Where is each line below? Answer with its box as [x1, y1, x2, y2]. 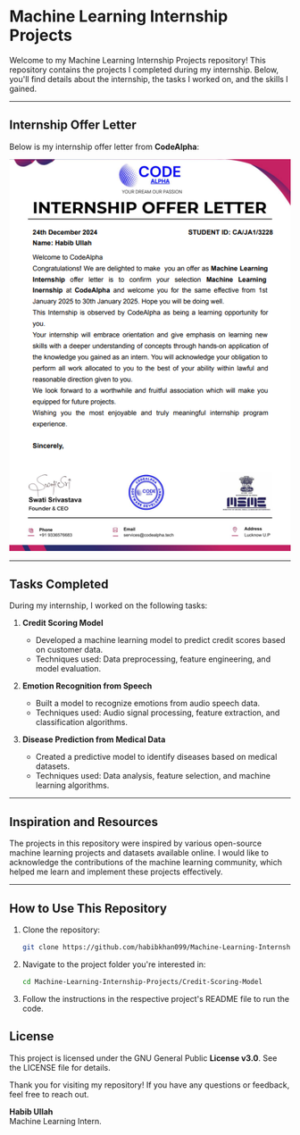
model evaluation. [35, 663, 102, 674]
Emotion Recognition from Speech [21, 680, 153, 691]
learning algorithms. [35, 780, 110, 791]
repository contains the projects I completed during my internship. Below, [9, 64, 279, 75]
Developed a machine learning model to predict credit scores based [35, 635, 286, 646]
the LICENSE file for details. [9, 1062, 112, 1072]
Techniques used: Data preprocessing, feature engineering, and [35, 654, 271, 664]
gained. [9, 83, 37, 94]
